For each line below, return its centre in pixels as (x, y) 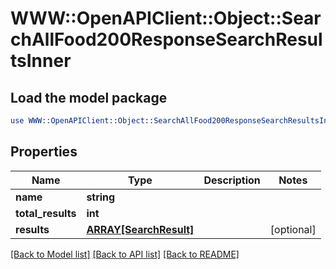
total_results (46, 213)
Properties (44, 152)
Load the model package (89, 97)
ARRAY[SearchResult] (140, 229)
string (101, 197)
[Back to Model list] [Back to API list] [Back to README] (125, 254)
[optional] (293, 229)
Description (232, 180)
